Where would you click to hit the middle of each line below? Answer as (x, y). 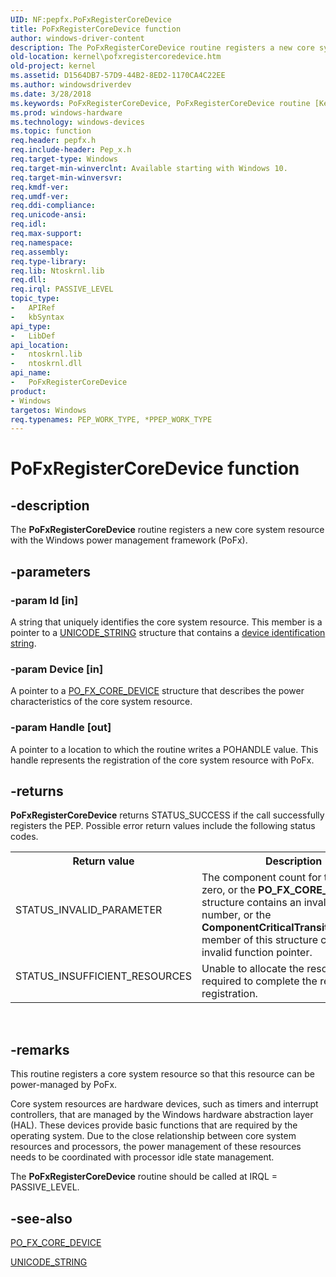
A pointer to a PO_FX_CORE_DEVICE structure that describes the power (157, 691)
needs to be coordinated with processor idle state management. (142, 1157)
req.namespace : (42, 242)
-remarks (40, 1049)
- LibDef (33, 336)
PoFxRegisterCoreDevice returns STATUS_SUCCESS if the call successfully (167, 815)
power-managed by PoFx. (64, 1085)
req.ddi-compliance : (53, 206)
